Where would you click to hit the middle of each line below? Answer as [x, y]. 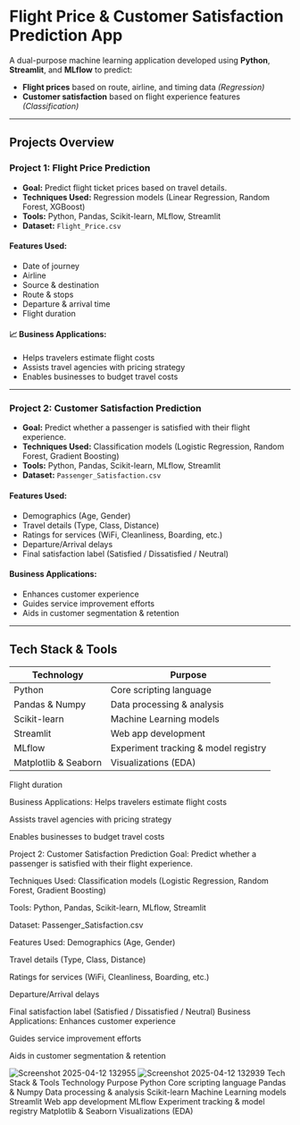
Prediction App [66, 35]
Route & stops [48, 294]
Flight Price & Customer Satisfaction [146, 17]
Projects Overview [62, 143]
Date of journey [51, 266]
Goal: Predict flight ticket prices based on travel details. [125, 187]
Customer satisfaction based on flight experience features [131, 97]
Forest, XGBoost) [54, 207]
